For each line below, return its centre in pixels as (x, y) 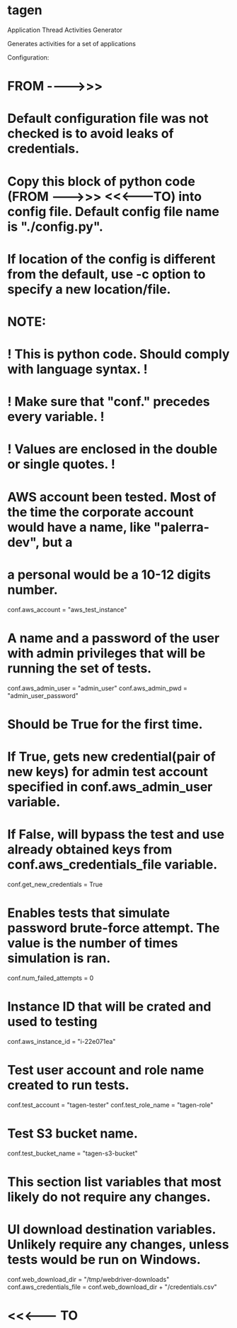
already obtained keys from (90, 850)
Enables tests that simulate (89, 913)
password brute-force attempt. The (114, 928)
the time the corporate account (100, 512)
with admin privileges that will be (106, 653)
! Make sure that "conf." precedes (109, 402)
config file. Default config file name (113, 211)
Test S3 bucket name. (73, 1133)
